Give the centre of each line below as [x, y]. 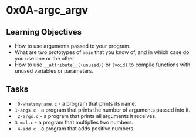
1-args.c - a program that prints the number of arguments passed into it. [102, 110]
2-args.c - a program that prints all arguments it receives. [87, 116]
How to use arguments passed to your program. [72, 46]
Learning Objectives [44, 32]
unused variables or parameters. [54, 71]
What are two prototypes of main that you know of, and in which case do [102, 52]
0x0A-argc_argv [47, 10]
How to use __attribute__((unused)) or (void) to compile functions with [102, 65]
